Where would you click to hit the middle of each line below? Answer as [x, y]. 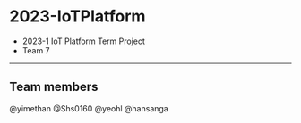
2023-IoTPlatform [77, 16]
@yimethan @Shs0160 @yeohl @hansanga [89, 108]
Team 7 [36, 50]
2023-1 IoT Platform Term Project [84, 41]
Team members [54, 87]
